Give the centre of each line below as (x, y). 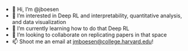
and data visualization (39, 22)
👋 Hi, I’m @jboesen (35, 9)
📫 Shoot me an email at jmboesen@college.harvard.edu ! (83, 41)
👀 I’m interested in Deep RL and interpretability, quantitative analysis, (97, 16)
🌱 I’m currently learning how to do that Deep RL (71, 28)
